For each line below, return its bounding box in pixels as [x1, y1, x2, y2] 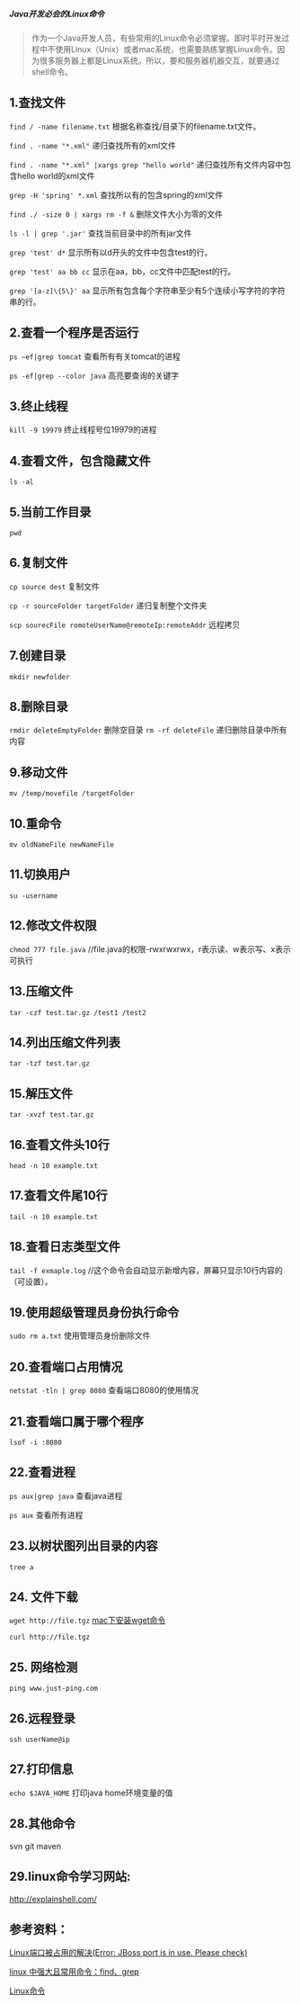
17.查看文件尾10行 [9, 1188, 108, 1203]
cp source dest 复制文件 [9, 580, 101, 591]
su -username [9, 891, 58, 900]
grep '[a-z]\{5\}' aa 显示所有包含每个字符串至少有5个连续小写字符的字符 [9, 284, 286, 296]
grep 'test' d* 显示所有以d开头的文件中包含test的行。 [9, 247, 213, 257]
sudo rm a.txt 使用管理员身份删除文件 [9, 1330, 151, 1341]
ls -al [9, 478, 34, 487]
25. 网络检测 [9, 1659, 78, 1675]
